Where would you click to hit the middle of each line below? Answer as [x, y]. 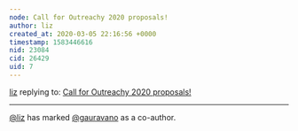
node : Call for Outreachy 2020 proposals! [89, 17]
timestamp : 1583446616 [51, 42]
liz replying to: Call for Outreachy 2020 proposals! [101, 92]
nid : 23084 [29, 50]
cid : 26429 [29, 58]
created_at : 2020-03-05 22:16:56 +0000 [83, 34]
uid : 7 [21, 67]
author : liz [31, 26]
